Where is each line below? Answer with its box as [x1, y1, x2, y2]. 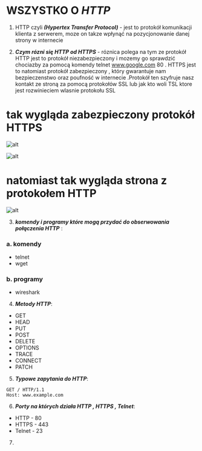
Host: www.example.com [6, 392, 64, 398]
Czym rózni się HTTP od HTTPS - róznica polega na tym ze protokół [15, 48, 186, 55]
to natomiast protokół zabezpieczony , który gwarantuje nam [15, 67, 166, 74]
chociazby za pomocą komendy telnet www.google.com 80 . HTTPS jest [15, 61, 197, 68]
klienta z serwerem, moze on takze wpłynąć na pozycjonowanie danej [15, 30, 190, 37]
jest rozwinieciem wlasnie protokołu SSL [15, 86, 116, 94]
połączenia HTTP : [15, 224, 63, 232]
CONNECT [15, 357, 42, 365]
